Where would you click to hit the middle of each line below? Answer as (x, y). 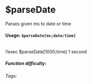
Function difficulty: (26, 63)
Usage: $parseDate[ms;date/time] (41, 35)
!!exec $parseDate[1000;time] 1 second (46, 52)
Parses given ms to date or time (38, 24)
